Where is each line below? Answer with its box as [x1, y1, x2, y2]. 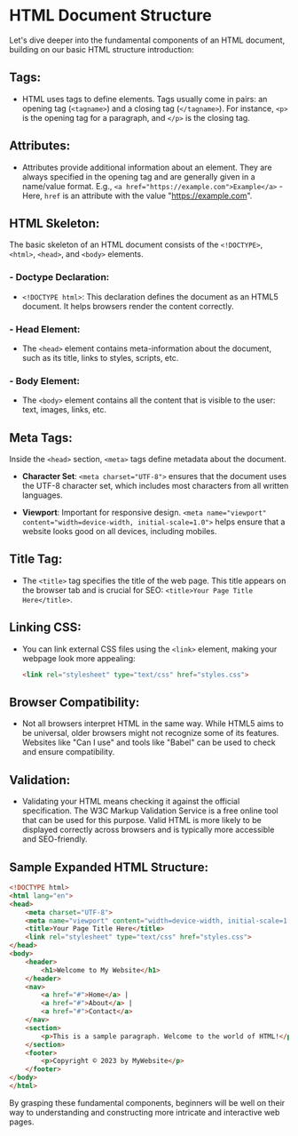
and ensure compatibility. [21, 747, 115, 757]
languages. [21, 490, 64, 500]
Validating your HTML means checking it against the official [21, 796, 240, 807]
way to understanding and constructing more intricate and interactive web [9, 1107, 280, 1117]
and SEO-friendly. [21, 834, 88, 844]
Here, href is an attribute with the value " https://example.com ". [21, 190, 253, 201]
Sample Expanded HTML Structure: [9, 860, 208, 875]
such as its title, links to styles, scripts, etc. [21, 352, 179, 363]
